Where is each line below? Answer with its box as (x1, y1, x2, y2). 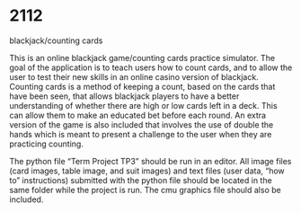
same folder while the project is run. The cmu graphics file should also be (9, 184, 281, 195)
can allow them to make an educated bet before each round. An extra (9, 110, 267, 120)
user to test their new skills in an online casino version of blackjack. (9, 71, 259, 82)
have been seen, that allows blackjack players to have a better (9, 91, 240, 102)
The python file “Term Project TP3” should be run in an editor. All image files (9, 155, 292, 166)
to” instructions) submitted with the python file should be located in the (9, 174, 272, 185)
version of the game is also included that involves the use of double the (9, 119, 274, 130)
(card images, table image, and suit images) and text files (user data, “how (9, 165, 285, 176)
